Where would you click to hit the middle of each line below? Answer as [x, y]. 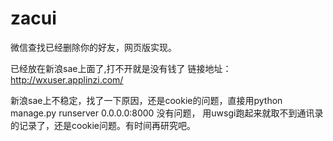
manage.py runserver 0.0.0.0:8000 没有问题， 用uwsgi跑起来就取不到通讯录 [167, 113]
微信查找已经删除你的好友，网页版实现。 [93, 47]
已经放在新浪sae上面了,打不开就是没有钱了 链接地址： [121, 68]
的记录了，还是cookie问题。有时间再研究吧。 [103, 125]
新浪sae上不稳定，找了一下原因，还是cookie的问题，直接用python [146, 100]
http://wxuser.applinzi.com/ [67, 79]
